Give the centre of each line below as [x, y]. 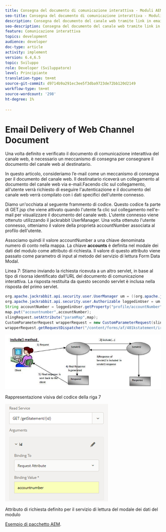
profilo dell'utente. [24, 231]
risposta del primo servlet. [32, 287]
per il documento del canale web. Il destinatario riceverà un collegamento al [82, 179]
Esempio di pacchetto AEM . [33, 524]
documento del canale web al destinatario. [48, 164]
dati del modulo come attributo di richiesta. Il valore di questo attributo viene [83, 251]
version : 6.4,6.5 [23, 57]
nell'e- [153, 210]
